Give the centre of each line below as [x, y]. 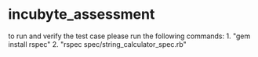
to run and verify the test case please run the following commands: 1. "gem [129, 36]
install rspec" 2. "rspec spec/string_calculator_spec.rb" [97, 44]
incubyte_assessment [82, 14]
